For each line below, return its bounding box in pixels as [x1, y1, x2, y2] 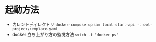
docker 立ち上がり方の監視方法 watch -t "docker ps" [12, 31, 119, 37]
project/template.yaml [12, 27, 58, 31]
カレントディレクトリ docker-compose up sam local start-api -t [12, 21, 141, 27]
